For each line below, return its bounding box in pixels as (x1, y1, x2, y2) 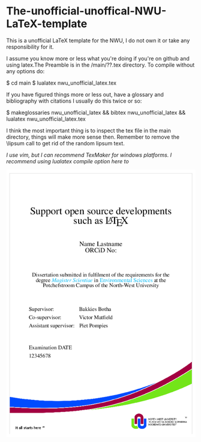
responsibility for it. (6, 43, 54, 50)
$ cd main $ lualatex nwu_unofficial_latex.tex (6, 79, 117, 86)
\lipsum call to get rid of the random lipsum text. (6, 139, 125, 147)
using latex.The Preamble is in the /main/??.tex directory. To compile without (6, 61, 195, 68)
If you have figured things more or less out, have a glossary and (6, 91, 164, 98)
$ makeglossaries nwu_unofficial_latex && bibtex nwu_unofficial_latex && (6, 109, 186, 116)
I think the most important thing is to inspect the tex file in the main (6, 127, 171, 134)
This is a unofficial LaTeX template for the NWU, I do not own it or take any (6, 37, 190, 44)
